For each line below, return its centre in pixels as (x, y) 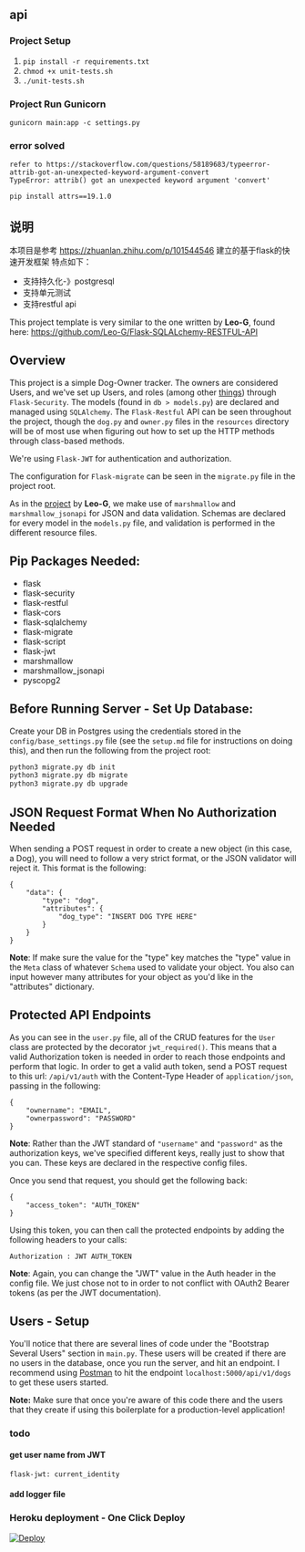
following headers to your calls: (68, 1239)
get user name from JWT (58, 1455)
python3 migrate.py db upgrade (69, 784)
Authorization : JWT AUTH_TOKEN (71, 1256)
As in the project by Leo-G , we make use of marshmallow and (123, 503)
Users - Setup (49, 1322)
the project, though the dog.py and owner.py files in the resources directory (149, 421)
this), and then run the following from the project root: (110, 750)
